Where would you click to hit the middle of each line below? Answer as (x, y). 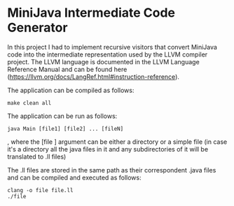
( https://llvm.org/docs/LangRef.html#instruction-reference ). (94, 76)
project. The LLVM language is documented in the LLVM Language (103, 61)
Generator (37, 28)
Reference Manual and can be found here (67, 69)
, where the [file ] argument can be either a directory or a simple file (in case (117, 142)
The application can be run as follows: (62, 116)
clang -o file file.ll (40, 190)
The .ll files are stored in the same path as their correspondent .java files (112, 170)
